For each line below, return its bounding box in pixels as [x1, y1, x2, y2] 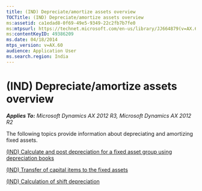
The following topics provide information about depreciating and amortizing [6, 130, 194, 137]
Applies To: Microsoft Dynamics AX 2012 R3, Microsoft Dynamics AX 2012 [6, 112, 192, 119]
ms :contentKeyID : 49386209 [6, 31, 74, 37]
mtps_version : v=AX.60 [6, 43, 63, 49]
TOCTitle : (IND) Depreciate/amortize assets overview [6, 14, 144, 20]
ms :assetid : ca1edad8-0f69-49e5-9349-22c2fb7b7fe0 [6, 20, 136, 26]
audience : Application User [6, 48, 77, 54]
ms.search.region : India [6, 53, 69, 59]
